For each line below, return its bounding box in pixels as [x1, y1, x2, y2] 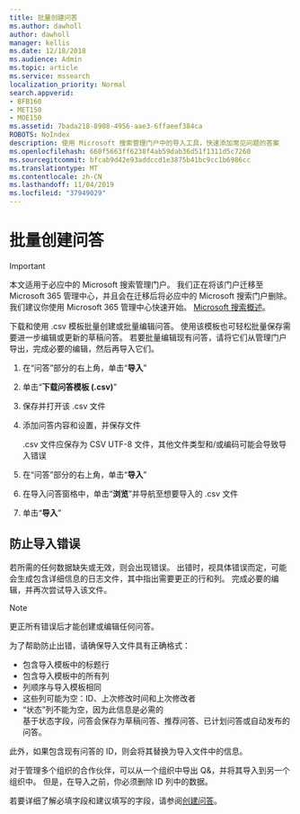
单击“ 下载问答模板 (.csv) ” [22, 381, 118, 392]
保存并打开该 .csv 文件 [22, 400, 106, 411]
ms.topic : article [9, 64, 78, 73]
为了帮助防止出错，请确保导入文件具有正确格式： [9, 640, 190, 650]
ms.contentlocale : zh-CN [9, 172, 102, 181]
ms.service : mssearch [9, 72, 91, 81]
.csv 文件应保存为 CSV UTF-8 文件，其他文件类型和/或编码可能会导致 [22, 438, 279, 450]
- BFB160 [9, 96, 42, 106]
